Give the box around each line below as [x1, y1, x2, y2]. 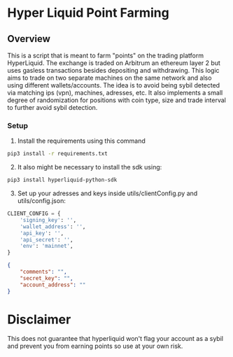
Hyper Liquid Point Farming [7, 5, 169, 21]
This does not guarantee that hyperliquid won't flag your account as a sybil [7, 335, 224, 343]
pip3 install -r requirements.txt [7, 150, 108, 157]
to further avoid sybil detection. [7, 104, 98, 111]
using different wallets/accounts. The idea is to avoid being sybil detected [7, 81, 220, 89]
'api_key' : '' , [20, 230, 64, 237]
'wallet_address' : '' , [20, 223, 86, 230]
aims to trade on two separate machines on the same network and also [7, 73, 212, 82]
